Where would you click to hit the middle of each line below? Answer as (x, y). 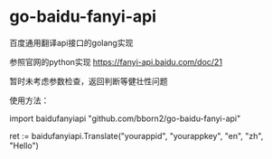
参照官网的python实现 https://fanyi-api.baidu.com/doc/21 (116, 61)
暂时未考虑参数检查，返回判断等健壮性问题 (89, 81)
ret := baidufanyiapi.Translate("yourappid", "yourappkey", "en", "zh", (136, 136)
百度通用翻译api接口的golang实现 (71, 42)
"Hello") (24, 145)
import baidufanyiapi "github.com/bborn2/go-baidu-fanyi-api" (125, 118)
